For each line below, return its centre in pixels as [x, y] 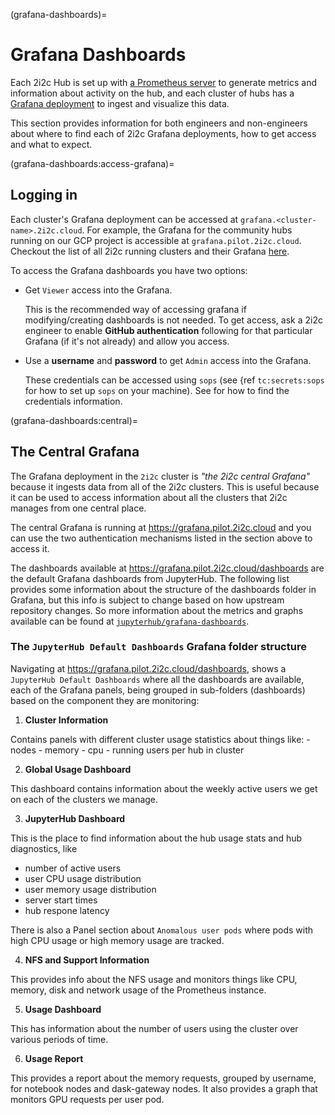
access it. [30, 548]
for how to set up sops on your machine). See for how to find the [157, 390]
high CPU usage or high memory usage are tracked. [117, 940]
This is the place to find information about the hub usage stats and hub [156, 838]
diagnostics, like [44, 848]
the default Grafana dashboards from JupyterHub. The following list [150, 578]
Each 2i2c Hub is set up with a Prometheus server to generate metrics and [164, 82]
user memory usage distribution [90, 889]
